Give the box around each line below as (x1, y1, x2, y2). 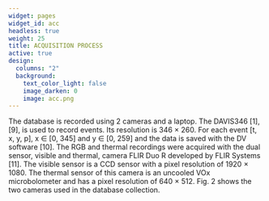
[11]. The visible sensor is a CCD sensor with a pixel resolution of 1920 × (8, 159, 249, 170)
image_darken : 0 (23, 86, 79, 95)
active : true (8, 49, 53, 57)
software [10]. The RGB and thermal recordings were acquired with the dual (8, 142, 261, 152)
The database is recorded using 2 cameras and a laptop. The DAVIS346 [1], (8, 116, 261, 126)
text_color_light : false (23, 79, 107, 87)
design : (8, 57, 35, 65)
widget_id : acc (8, 19, 60, 27)
